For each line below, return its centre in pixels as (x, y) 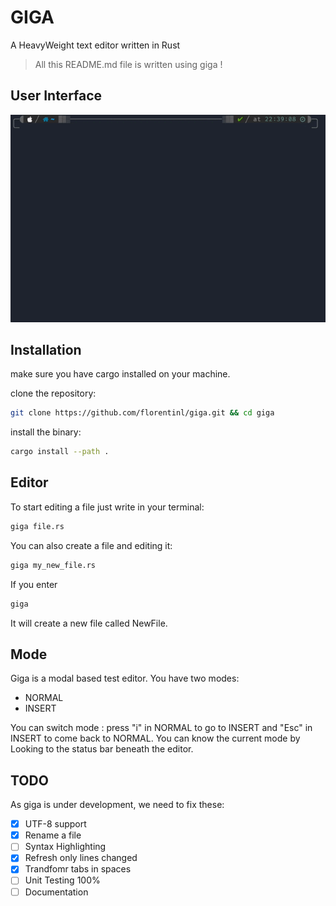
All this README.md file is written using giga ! (128, 64)
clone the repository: (53, 393)
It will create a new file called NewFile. (89, 623)
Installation (46, 349)
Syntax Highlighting (65, 847)
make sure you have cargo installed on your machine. (120, 374)
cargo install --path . (60, 452)
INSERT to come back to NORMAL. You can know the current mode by (155, 738)
